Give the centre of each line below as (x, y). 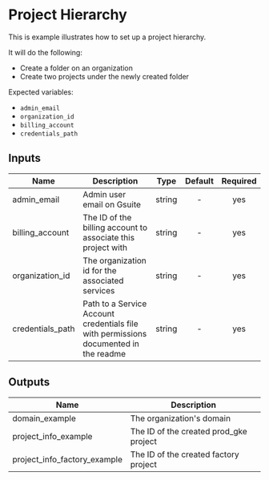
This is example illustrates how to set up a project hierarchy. (107, 37)
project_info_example (52, 436)
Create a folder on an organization (76, 68)
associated (103, 280)
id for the (100, 270)
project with (105, 248)
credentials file (110, 324)
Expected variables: (41, 92)
